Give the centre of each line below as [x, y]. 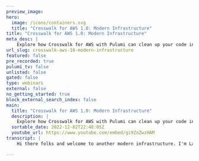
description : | [30, 116]
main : [13, 105]
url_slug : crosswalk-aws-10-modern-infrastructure [70, 50]
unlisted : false [26, 72]
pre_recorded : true [30, 61]
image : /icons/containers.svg [49, 22]
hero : [13, 17]
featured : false [26, 56]
